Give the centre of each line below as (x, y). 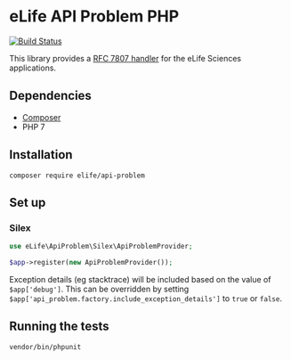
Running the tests (59, 327)
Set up (28, 202)
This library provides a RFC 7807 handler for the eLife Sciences (125, 58)
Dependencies (50, 96)
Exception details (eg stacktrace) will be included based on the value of (140, 279)
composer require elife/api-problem (77, 176)
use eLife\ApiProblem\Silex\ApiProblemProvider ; (101, 247)
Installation (41, 155)
